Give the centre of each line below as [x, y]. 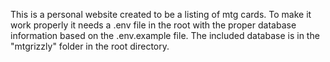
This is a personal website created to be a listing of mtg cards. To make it [161, 14]
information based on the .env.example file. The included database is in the [165, 35]
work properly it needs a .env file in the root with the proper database [153, 25]
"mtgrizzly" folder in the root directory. [90, 46]
